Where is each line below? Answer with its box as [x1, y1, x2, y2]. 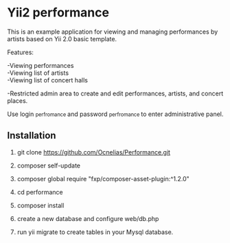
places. [7, 96, 28, 104]
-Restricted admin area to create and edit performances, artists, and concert [7, 89, 224, 97]
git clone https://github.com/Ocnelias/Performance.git [16, 148, 170, 156]
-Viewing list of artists [7, 69, 69, 77]
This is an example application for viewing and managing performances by [7, 27, 218, 36]
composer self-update [16, 161, 81, 170]
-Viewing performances [7, 61, 74, 69]
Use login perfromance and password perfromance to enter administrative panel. [7, 110, 224, 118]
